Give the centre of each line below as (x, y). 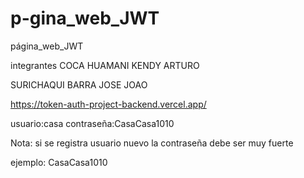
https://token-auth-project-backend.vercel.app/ (108, 104)
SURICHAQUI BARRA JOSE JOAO (79, 84)
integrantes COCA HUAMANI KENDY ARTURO (105, 65)
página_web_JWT (47, 46)
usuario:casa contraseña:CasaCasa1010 (92, 123)
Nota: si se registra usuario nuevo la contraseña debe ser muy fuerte (152, 143)
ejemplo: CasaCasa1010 (59, 162)
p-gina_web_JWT (85, 18)
